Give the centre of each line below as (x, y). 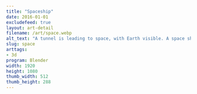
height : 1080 (22, 71)
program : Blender (27, 60)
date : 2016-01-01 (27, 17)
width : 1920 (21, 66)
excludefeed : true (28, 22)
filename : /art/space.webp (39, 33)
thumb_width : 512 (27, 76)
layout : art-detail (30, 28)
